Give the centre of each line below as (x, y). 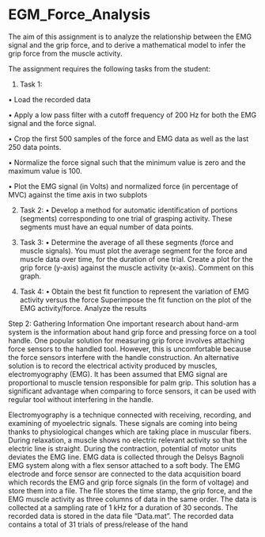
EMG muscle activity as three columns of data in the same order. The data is (132, 499)
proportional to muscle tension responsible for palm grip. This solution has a (132, 382)
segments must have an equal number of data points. (106, 227)
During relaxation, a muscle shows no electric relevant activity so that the (128, 440)
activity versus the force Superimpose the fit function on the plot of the (135, 300)
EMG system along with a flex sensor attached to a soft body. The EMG (124, 465)
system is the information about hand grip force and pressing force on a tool (132, 332)
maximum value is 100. (45, 171)
